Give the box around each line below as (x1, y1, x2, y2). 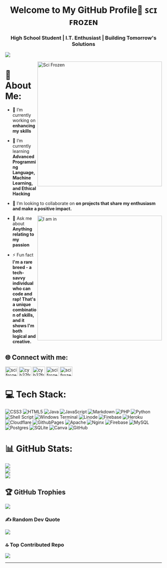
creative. (12, 338, 32, 345)
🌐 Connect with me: (5, 353, 68, 361)
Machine (12, 175, 31, 181)
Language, (12, 170, 35, 176)
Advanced (12, 154, 35, 160)
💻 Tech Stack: (5, 389, 67, 400)
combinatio (12, 307, 37, 313)
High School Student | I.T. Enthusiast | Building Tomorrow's (10, 34, 157, 41)
